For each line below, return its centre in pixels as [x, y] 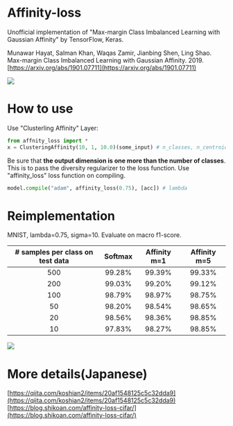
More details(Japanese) [77, 374]
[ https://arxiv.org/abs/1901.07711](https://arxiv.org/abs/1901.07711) [102, 67]
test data [54, 261]
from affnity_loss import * [48, 140]
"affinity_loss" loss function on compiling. [67, 175]
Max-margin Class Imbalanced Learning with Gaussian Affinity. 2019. [106, 60]
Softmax [118, 256]
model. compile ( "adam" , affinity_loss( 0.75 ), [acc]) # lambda [97, 188]
